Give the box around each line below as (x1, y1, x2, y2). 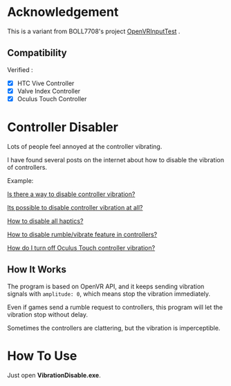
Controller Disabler (7, 119, 119, 135)
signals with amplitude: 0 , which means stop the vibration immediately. (7, 289, 211, 298)
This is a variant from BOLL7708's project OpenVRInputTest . (7, 27, 181, 35)
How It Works (7, 264, 67, 276)
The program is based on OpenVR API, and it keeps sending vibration (7, 282, 205, 290)
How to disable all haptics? (7, 216, 84, 225)
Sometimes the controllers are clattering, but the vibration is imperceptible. (7, 324, 221, 332)
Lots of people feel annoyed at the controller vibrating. (7, 142, 163, 150)
